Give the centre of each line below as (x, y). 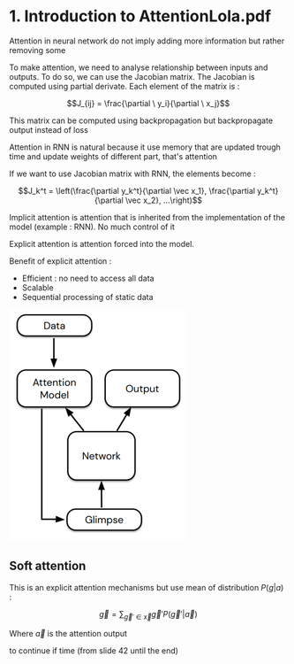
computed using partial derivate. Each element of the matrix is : (124, 86)
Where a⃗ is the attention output (68, 633)
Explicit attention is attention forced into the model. (102, 243)
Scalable (38, 287)
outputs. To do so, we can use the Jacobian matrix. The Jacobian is (132, 76)
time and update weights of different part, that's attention (113, 156)
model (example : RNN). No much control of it (92, 227)
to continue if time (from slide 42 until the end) (94, 650)
